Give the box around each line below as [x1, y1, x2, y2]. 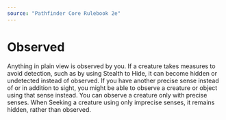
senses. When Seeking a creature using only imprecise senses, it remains [7, 98, 215, 106]
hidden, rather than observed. [7, 105, 91, 113]
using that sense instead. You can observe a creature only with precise [7, 91, 208, 99]
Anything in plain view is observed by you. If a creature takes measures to [7, 62, 216, 70]
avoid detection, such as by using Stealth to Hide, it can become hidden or [7, 69, 218, 77]
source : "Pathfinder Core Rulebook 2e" [7, 10, 121, 17]
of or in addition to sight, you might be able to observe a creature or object [7, 83, 218, 92]
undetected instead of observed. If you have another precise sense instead [7, 76, 219, 85]
